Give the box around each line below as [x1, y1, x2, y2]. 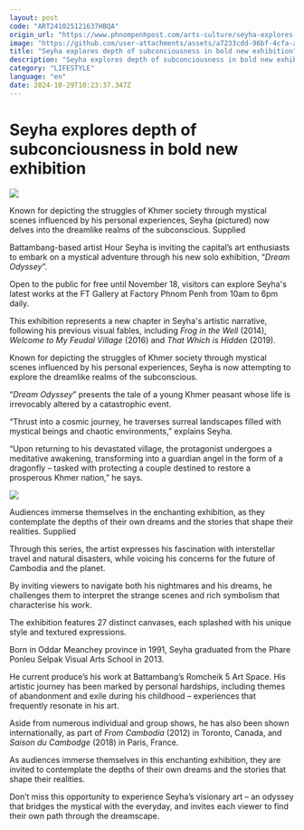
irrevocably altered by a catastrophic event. [9, 398, 172, 409]
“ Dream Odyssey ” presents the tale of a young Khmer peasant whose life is [9, 388, 291, 399]
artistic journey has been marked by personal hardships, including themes [9, 681, 286, 692]
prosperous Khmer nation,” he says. [9, 472, 143, 482]
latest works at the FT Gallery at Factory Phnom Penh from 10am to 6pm [9, 288, 279, 299]
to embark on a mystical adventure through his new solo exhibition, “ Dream [9, 251, 290, 262]
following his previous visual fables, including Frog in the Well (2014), [9, 325, 267, 336]
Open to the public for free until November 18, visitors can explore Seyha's [9, 278, 288, 290]
